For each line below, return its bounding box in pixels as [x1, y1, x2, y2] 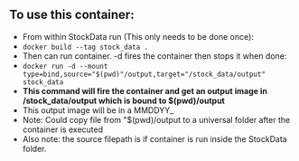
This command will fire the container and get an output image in [22, 85, 268, 96]
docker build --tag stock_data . [22, 43, 149, 52]
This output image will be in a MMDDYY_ [22, 104, 174, 116]
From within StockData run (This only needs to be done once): [22, 31, 255, 42]
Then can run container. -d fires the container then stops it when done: [22, 50, 287, 62]
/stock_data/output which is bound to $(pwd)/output [22, 95, 226, 106]
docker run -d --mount [22, 62, 108, 71]
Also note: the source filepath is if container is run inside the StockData [22, 133, 287, 144]
